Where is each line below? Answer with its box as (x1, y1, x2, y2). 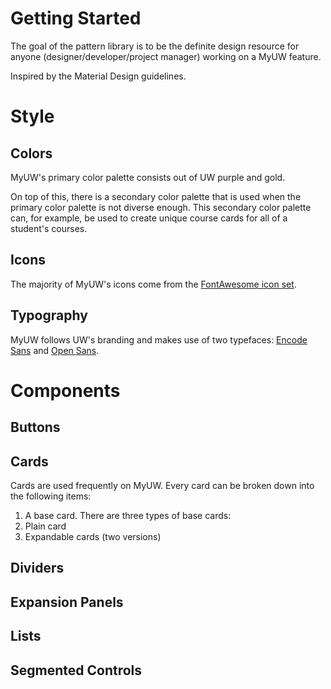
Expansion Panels (10, 593, 124, 611)
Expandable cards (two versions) (24, 530, 162, 542)
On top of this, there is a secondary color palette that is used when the (10, 190, 302, 202)
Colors (10, 145, 53, 162)
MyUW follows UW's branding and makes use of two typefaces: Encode (10, 333, 308, 346)
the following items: (10, 490, 92, 502)
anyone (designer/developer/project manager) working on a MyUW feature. (10, 50, 322, 62)
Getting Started (10, 7, 142, 30)
